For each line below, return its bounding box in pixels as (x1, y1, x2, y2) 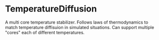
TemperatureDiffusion (5, 3, 97, 14)
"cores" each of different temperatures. (5, 29, 85, 35)
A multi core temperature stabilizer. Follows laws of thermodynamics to (5, 19, 148, 25)
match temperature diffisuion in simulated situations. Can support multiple (5, 24, 154, 30)
